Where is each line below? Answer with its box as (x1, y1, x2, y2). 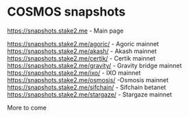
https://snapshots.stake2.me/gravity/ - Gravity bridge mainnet (7, 61, 182, 69)
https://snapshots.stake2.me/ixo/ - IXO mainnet (7, 69, 141, 77)
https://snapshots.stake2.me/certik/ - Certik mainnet (7, 54, 155, 62)
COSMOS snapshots (7, 4, 126, 20)
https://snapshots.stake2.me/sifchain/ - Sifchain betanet (7, 83, 166, 91)
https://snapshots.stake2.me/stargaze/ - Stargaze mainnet (7, 90, 173, 99)
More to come (7, 103, 47, 112)
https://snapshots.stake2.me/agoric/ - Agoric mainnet (7, 39, 160, 48)
